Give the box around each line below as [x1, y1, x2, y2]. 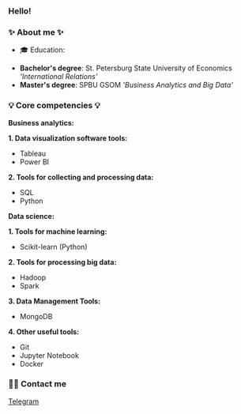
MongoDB [19, 311, 53, 321]
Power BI [19, 156, 50, 167]
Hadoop [19, 273, 46, 282]
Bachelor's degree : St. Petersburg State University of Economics [19, 63, 233, 73]
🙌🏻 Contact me [8, 378, 67, 390]
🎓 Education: [19, 45, 66, 55]
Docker [19, 359, 44, 368]
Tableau [19, 149, 47, 158]
